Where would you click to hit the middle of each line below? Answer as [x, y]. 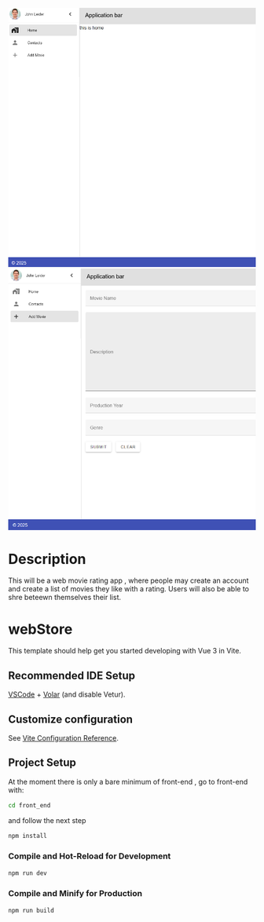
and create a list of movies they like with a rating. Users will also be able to [129, 589]
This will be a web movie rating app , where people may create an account [128, 580]
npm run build [31, 911]
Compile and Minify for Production [75, 893]
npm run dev [27, 873]
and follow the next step [47, 820]
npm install [27, 836]
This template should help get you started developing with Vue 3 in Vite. [125, 651]
